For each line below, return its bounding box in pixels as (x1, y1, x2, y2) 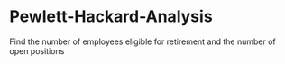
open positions (9, 45, 65, 56)
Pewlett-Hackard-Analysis (9, 6, 214, 27)
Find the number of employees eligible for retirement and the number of (9, 36, 277, 47)
